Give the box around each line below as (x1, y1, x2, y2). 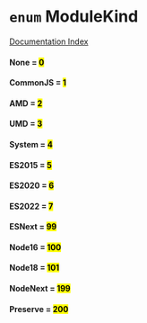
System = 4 (9, 139, 54, 149)
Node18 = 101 (9, 263, 60, 274)
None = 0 (9, 57, 45, 67)
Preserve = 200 (9, 303, 69, 314)
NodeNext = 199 (9, 283, 71, 294)
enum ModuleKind (9, 6, 139, 27)
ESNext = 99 (9, 221, 57, 232)
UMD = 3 (9, 119, 43, 130)
